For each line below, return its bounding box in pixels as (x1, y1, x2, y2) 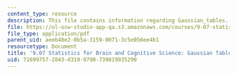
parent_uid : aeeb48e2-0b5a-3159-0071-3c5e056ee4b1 (7, 37, 159, 44)
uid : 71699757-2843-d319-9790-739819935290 (7, 56, 138, 63)
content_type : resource (7, 10, 78, 18)
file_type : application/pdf (7, 30, 90, 37)
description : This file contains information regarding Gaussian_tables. (7, 17, 229, 24)
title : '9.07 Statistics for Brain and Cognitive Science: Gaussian (7, 50, 213, 57)
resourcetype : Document (7, 43, 78, 50)
